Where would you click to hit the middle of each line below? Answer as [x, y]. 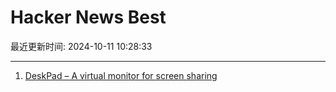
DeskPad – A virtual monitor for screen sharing [121, 75]
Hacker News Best [88, 17]
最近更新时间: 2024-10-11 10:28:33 [81, 46]
